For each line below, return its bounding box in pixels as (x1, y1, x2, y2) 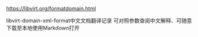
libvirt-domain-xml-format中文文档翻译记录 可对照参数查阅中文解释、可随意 (6, 17, 193, 24)
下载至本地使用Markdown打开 (6, 25, 80, 31)
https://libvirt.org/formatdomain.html (6, 5, 96, 12)
